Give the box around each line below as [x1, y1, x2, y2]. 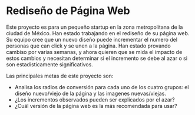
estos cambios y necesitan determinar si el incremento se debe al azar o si [6, 55, 187, 62]
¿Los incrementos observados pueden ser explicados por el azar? [14, 96, 175, 103]
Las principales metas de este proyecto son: [6, 72, 114, 79]
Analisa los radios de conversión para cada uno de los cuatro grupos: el [14, 83, 189, 90]
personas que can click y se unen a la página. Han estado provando [6, 42, 171, 49]
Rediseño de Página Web [6, 4, 131, 18]
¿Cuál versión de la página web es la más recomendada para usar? [14, 102, 178, 109]
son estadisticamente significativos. [6, 60, 93, 68]
